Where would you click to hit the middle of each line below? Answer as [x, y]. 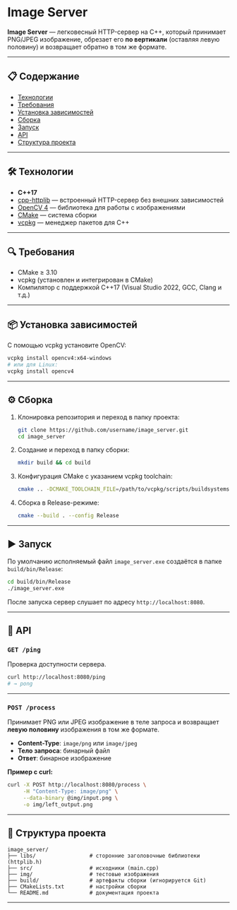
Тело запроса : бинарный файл [64, 751]
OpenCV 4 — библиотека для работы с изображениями [101, 207]
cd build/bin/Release [39, 582]
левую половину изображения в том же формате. [84, 730]
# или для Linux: [33, 365]
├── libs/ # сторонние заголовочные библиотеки [104, 856]
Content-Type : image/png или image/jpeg [77, 743]
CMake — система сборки [57, 215]
